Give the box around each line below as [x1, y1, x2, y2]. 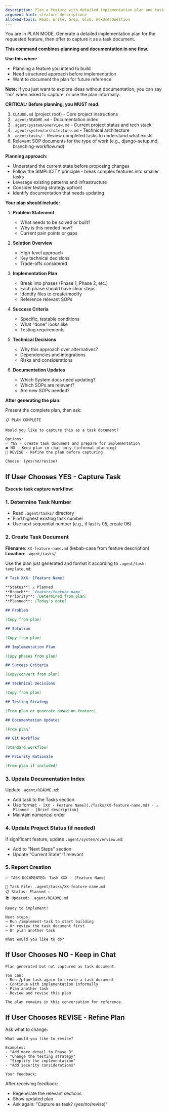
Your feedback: [5, 1072, 37, 1077]
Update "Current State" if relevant [12, 851, 83, 857]
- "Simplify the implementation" [5, 1058, 76, 1064]
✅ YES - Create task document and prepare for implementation [5, 441, 140, 446]
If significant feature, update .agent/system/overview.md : [5, 836, 124, 842]
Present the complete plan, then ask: [5, 407, 82, 413]
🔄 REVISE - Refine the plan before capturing [5, 450, 103, 455]
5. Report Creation [5, 864, 52, 871]
